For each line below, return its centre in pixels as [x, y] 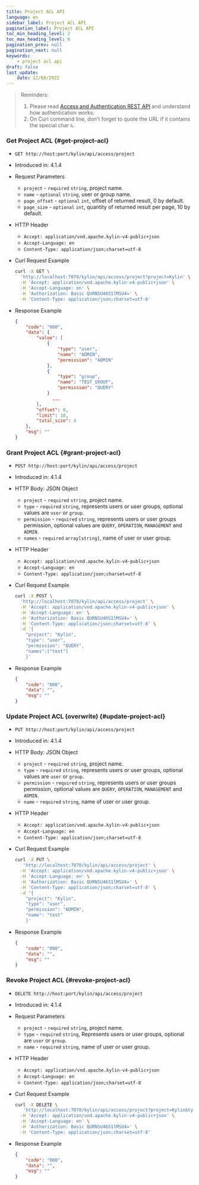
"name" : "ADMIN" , [79, 354]
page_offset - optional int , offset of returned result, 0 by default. [104, 201]
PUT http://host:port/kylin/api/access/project [75, 730]
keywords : [18, 56]
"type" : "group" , [79, 377]
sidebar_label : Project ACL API [46, 23]
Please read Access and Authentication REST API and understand [110, 106]
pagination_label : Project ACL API [50, 28]
